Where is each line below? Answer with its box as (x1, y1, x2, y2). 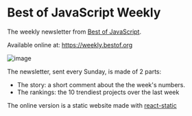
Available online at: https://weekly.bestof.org (7, 40, 133, 49)
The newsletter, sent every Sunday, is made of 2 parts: (7, 67, 162, 76)
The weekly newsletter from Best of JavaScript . (7, 27, 142, 36)
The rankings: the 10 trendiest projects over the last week (16, 88, 180, 96)
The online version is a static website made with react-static (7, 101, 177, 109)
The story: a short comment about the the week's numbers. (16, 80, 186, 89)
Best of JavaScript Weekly (7, 5, 161, 21)
